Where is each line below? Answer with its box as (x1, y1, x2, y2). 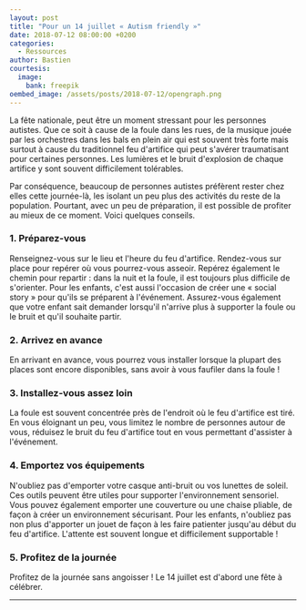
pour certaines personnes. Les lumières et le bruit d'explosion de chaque (9, 153, 284, 164)
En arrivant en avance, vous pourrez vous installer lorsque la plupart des (9, 354, 282, 365)
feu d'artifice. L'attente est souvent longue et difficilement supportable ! (9, 528, 279, 539)
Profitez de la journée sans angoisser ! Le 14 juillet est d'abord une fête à (9, 571, 282, 583)
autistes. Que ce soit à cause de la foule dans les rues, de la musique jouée (9, 124, 292, 135)
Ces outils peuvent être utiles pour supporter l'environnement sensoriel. (9, 489, 280, 501)
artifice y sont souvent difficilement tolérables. (9, 163, 184, 174)
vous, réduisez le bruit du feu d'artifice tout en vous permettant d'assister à (9, 427, 293, 438)
